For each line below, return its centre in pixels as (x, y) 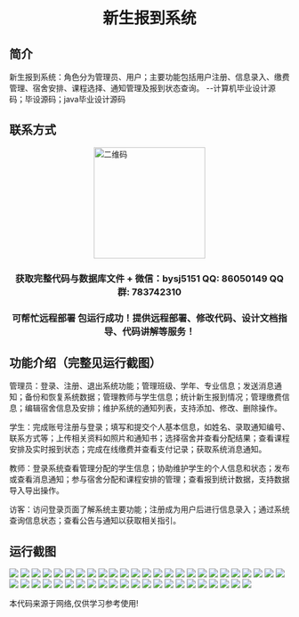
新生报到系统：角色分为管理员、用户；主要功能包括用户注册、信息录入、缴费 (149, 77)
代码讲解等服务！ (158, 331)
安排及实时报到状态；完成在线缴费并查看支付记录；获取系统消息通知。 (138, 450)
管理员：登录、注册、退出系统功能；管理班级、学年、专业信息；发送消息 (141, 386)
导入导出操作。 (36, 491)
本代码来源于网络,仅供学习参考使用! (74, 604)
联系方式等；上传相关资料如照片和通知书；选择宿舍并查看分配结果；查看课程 (149, 438)
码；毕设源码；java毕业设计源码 (68, 99)
